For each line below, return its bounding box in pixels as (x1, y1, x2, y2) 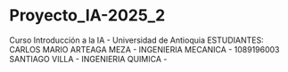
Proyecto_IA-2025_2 (9, 5, 166, 26)
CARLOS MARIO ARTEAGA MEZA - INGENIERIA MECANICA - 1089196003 (9, 44, 280, 54)
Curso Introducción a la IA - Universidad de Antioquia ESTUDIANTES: (9, 35, 265, 45)
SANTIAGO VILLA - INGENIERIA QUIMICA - (9, 53, 168, 64)
